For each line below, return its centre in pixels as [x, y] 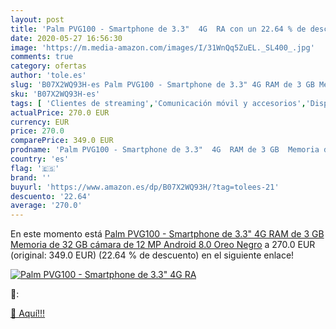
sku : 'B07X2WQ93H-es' [55, 94]
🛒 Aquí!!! [28, 313]
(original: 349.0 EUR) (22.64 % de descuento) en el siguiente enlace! [152, 255]
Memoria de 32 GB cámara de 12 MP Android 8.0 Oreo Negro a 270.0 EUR [163, 245]
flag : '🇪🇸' [35, 168]
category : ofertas [48, 66]
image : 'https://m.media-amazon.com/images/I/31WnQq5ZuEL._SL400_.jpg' [162, 47]
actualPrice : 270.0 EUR [60, 112]
